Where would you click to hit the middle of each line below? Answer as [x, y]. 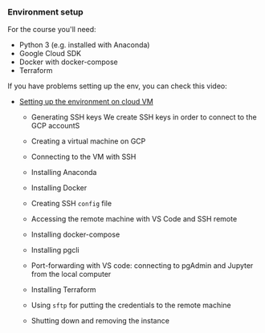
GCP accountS [55, 126]
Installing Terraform [64, 290]
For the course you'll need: [52, 30]
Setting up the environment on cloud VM [86, 102]
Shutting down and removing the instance [100, 321]
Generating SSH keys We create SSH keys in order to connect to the [144, 117]
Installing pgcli [55, 250]
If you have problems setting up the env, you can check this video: [117, 86]
